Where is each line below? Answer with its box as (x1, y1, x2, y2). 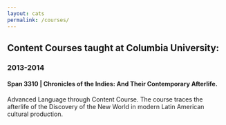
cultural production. (7, 110, 64, 118)
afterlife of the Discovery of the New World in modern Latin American (7, 103, 205, 111)
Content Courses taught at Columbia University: (7, 42, 220, 54)
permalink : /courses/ (7, 17, 70, 23)
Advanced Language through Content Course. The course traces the (7, 95, 203, 104)
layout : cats (7, 10, 45, 17)
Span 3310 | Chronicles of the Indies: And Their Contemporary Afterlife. (7, 80, 218, 88)
